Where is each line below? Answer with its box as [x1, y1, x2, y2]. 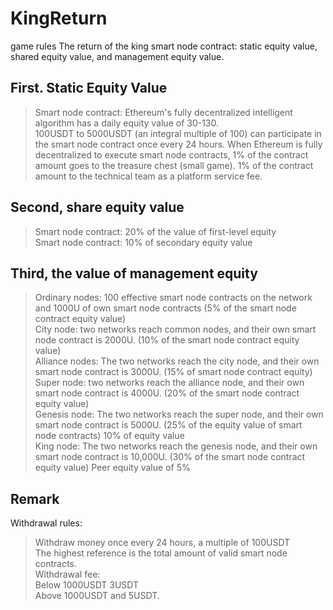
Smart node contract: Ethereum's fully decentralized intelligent [34, 106, 293, 118]
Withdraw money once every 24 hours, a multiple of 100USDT [34, 537, 291, 549]
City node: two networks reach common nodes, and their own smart [34, 323, 317, 336]
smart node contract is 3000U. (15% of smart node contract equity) [34, 366, 313, 378]
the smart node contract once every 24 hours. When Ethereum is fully [34, 138, 323, 150]
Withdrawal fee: [34, 568, 101, 581]
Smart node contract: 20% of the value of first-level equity [34, 225, 277, 237]
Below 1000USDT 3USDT [34, 579, 140, 591]
